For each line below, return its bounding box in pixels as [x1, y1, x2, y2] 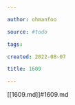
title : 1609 [7, 66, 41, 73]
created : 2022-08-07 [7, 53, 67, 60]
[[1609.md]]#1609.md [7, 91, 69, 99]
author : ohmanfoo [7, 16, 57, 23]
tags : [7, 40, 23, 48]
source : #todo [7, 28, 48, 35]
